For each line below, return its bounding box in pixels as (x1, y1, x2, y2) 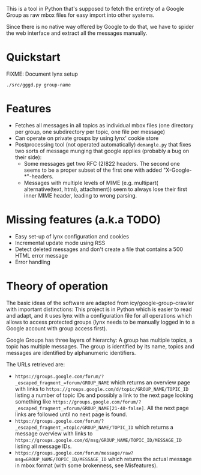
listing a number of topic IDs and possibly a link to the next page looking (14, 392, 194, 399)
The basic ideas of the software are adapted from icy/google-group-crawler (6, 299, 194, 306)
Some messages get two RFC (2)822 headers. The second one (23, 160, 180, 167)
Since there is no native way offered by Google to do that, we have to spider (6, 23, 194, 30)
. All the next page (143, 404, 189, 411)
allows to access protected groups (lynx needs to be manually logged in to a (6, 318, 195, 325)
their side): (14, 153, 42, 161)
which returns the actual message (107, 455, 192, 462)
